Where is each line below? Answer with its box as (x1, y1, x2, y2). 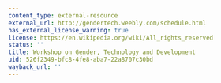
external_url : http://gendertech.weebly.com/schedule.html (8, 19, 207, 27)
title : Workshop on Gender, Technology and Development (8, 48, 196, 56)
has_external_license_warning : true (8, 26, 129, 34)
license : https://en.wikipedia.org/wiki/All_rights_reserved (8, 33, 214, 42)
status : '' (8, 41, 44, 49)
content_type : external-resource (8, 11, 118, 20)
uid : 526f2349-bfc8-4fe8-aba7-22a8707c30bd (8, 56, 154, 64)
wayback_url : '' (8, 63, 62, 71)
